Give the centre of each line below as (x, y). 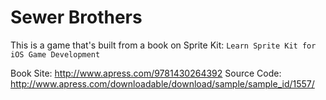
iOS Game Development (55, 54)
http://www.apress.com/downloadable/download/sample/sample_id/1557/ (162, 83)
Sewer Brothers (76, 17)
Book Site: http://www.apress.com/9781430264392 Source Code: (146, 73)
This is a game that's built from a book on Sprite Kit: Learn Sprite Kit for (163, 45)
